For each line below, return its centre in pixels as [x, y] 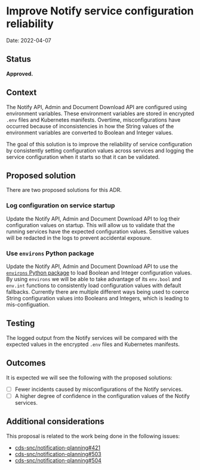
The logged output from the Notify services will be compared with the [92, 338]
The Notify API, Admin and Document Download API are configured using [96, 107]
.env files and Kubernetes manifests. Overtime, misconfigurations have [93, 120]
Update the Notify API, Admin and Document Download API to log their [93, 219]
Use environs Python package [50, 253]
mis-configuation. [28, 305]
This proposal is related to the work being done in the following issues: [93, 436]
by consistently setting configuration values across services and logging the [100, 150]
